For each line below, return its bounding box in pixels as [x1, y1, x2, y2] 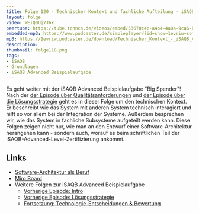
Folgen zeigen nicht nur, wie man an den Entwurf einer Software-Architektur [6, 123, 192, 130]
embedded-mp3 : [6, 31, 41, 37]
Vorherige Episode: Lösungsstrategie [23, 193, 114, 201]
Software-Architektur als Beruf [14, 169, 90, 176]
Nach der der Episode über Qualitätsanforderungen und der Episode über [6, 92, 185, 99]
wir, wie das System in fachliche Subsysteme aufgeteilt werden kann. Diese [6, 117, 191, 124]
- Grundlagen [6, 63, 38, 70]
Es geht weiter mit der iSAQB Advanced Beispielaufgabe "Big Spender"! [6, 85, 182, 92]
